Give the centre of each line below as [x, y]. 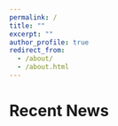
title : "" [28, 26]
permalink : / [33, 17]
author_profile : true [49, 42]
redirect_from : [37, 51]
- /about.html [43, 67]
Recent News [59, 111]
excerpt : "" [31, 34]
